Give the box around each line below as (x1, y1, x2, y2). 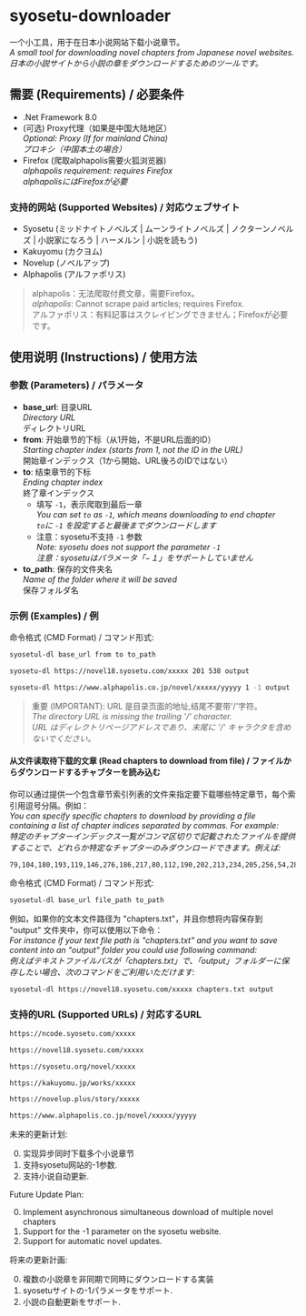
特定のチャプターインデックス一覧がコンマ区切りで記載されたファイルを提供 (9, 830, 296, 841)
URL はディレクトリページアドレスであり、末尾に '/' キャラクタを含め (31, 721, 291, 732)
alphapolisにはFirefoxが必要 (22, 176, 128, 186)
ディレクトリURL (22, 422, 86, 433)
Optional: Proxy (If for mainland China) (22, 133, 168, 144)
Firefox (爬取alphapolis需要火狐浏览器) (22, 155, 167, 166)
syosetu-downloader (9, 5, 172, 26)
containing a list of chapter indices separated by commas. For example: (9, 819, 280, 830)
